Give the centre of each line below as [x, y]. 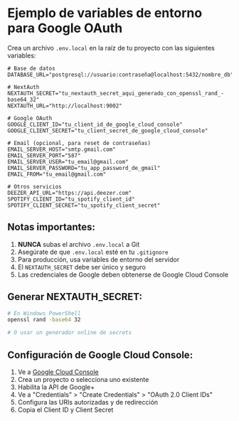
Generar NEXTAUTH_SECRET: [75, 297]
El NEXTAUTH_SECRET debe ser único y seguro [81, 267]
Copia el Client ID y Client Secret [65, 410]
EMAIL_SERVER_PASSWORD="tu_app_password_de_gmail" [84, 168]
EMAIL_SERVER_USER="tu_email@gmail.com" [68, 161]
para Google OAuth [65, 28]
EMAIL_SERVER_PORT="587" [44, 155]
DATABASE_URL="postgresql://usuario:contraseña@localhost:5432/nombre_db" [121, 75]
